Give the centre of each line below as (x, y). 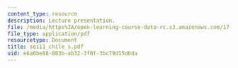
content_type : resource (42, 14)
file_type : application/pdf (49, 34)
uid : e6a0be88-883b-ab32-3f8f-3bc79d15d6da (73, 54)
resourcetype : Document (42, 40)
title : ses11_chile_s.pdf (45, 47)
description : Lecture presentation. (61, 21)
